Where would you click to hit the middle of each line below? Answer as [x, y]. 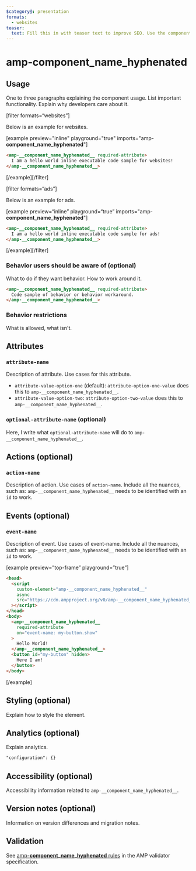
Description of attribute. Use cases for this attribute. [69, 374]
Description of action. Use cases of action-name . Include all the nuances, [93, 485]
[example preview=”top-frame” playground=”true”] [67, 567]
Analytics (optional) [43, 733]
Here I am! [30, 660]
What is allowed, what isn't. [39, 328]
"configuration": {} [31, 758]
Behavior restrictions [36, 315]
